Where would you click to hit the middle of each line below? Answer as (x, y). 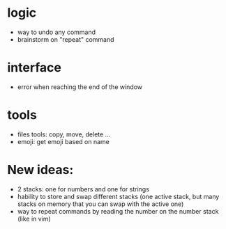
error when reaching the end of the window (80, 87)
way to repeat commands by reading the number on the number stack (118, 211)
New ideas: (40, 170)
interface (34, 68)
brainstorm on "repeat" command (66, 39)
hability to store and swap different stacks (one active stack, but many (118, 196)
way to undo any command (56, 32)
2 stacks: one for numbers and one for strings (83, 189)
